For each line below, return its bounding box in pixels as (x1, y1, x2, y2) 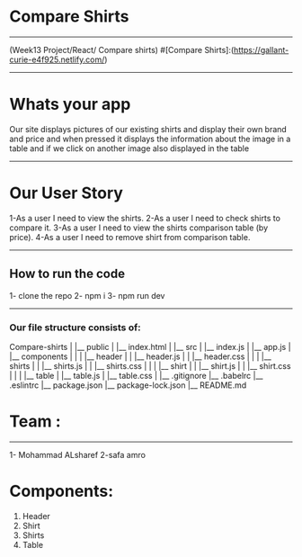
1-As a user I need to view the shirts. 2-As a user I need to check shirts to (9, 212, 281, 223)
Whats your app (9, 94, 131, 114)
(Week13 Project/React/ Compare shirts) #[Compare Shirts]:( (9, 44, 235, 55)
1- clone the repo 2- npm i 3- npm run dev (9, 290, 165, 301)
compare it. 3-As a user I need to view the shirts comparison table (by (9, 222, 269, 233)
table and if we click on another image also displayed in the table (9, 142, 250, 154)
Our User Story (9, 183, 124, 203)
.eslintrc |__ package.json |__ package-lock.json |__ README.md (9, 380, 247, 391)
